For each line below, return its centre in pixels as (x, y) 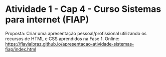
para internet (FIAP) (47, 20)
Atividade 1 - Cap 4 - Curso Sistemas (83, 9)
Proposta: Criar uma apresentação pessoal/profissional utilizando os (76, 33)
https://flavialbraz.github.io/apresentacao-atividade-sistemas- (70, 44)
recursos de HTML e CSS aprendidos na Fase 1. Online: (62, 39)
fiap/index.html (21, 49)
